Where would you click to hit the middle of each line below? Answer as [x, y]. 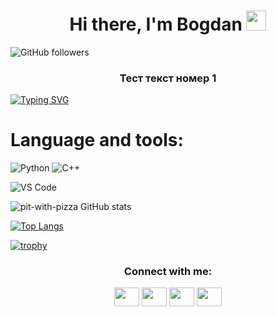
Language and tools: [97, 140]
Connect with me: [168, 272]
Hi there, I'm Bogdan [156, 24]
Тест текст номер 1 [168, 78]
